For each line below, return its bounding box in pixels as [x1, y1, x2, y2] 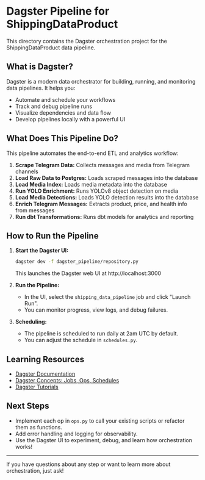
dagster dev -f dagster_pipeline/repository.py [15, 259, 138, 265]
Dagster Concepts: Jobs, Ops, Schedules [15, 377, 120, 384]
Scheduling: [15, 318, 47, 326]
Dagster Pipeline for [6, 4, 110, 18]
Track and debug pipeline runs [15, 102, 93, 110]
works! [15, 443, 32, 450]
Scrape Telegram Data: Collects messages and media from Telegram [15, 161, 190, 168]
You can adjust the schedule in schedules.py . [24, 337, 138, 344]
